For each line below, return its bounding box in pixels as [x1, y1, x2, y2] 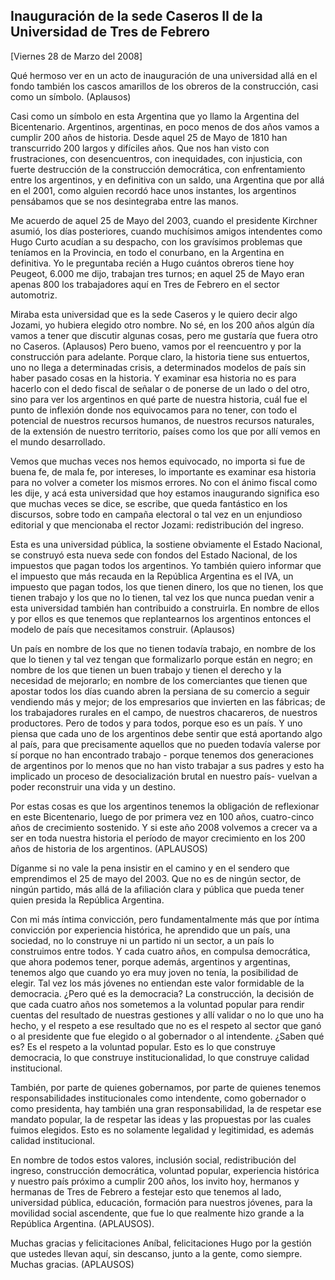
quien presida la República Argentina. [10, 894, 165, 906]
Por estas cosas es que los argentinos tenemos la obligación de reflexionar [10, 800, 320, 812]
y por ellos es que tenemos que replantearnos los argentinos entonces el [10, 612, 312, 624]
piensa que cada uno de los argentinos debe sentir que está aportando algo [10, 727, 323, 739]
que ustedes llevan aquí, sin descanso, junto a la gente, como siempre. [10, 1247, 303, 1259]
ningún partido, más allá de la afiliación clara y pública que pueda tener [10, 883, 305, 895]
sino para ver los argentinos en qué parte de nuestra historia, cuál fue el [10, 393, 308, 405]
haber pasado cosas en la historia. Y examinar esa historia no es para [10, 372, 297, 384]
